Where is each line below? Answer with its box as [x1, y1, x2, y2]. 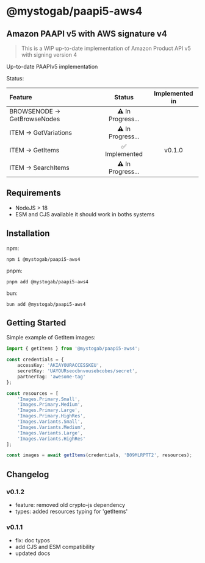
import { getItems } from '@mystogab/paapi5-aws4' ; [6, 345, 140, 352]
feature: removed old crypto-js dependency [15, 501, 126, 508]
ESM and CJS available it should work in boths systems [15, 210, 155, 218]
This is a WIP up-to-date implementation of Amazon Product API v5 [21, 44, 191, 52]
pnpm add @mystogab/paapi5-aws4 [6, 278, 88, 285]
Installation [6, 228, 50, 239]
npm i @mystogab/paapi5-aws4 [6, 256, 81, 263]
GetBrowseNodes [9, 115, 60, 123]
